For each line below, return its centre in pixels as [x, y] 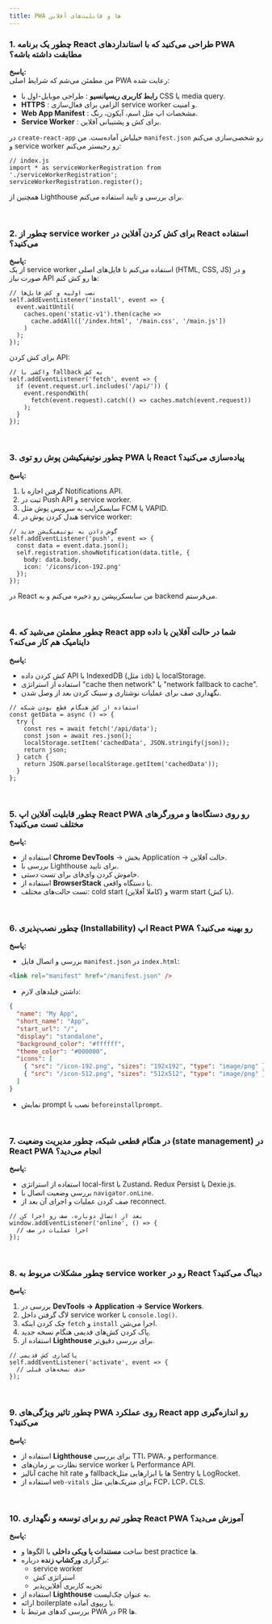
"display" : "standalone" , [60, 1036]
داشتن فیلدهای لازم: [51, 992]
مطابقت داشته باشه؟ [46, 54]
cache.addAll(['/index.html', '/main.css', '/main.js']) [128, 321]
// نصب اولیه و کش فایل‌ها [52, 293]
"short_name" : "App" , [53, 1022]
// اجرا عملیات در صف [53, 1231]
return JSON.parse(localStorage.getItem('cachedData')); [121, 764]
